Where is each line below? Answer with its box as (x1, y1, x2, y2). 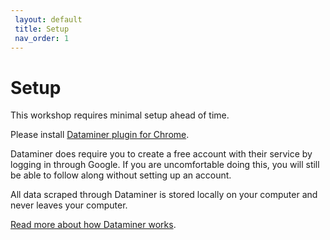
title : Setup (14, 24, 70, 34)
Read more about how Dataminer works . (10, 219, 177, 231)
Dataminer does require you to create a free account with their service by (10, 148, 313, 160)
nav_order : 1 (14, 33, 70, 43)
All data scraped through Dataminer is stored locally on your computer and (10, 189, 318, 201)
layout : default (14, 14, 83, 25)
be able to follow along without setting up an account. (10, 169, 232, 181)
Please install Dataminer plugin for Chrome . (10, 129, 190, 141)
